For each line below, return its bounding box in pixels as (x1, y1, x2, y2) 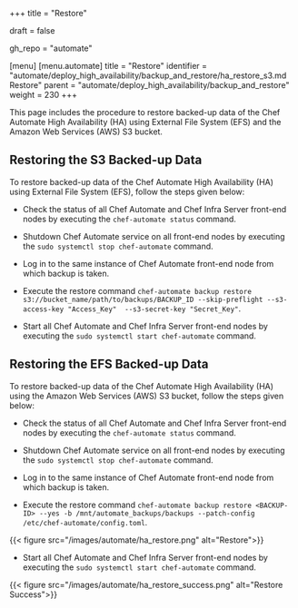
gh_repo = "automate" (9, 43, 93, 54)
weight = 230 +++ (9, 90, 78, 100)
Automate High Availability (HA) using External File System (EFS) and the (9, 117, 282, 127)
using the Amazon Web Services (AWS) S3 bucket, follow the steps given (9, 390, 284, 401)
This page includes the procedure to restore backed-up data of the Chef (9, 107, 281, 117)
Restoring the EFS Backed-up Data (9, 357, 209, 372)
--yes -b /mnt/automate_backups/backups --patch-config (39, 508, 255, 518)
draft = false (9, 25, 55, 35)
